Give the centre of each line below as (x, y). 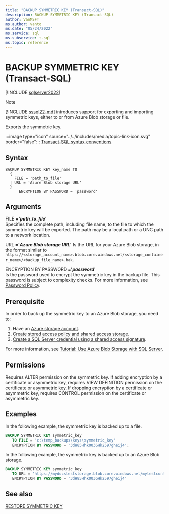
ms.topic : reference (27, 43)
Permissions (25, 365)
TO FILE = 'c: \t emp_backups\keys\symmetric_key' (64, 440)
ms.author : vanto (23, 24)
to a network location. (28, 235)
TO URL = (21, 474)
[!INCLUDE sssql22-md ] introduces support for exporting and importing (79, 112)
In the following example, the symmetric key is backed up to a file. (74, 426)
